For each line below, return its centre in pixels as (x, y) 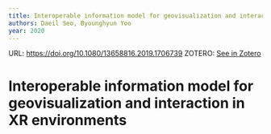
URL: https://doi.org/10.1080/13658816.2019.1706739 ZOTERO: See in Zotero (135, 54)
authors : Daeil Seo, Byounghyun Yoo (70, 23)
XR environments (68, 120)
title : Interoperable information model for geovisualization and (122, 16)
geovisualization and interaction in (127, 103)
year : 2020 (27, 30)
